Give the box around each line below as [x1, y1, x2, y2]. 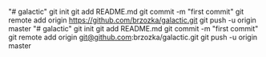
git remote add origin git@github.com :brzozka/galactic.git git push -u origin [8, 32, 258, 42]
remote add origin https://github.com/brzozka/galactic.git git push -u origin [8, 15, 256, 25]
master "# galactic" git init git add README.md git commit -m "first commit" [8, 24, 259, 33]
